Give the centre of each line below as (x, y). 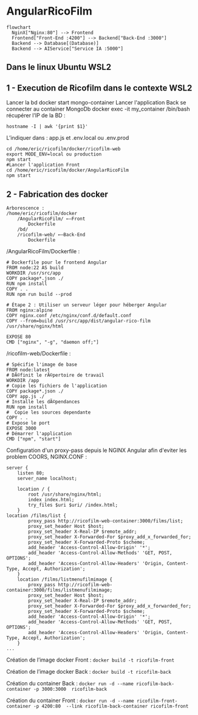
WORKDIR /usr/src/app (34, 273)
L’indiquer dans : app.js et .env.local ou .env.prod (68, 138)
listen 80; (31, 473)
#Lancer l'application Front (43, 165)
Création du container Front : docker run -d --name (70, 700)
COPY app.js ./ (26, 396)
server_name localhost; (47, 478)
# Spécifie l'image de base (42, 364)
